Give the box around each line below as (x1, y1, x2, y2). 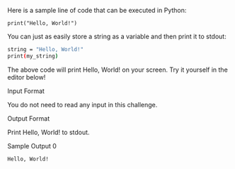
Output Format (7, 114, 50, 123)
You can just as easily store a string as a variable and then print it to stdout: (7, 32, 227, 40)
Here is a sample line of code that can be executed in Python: (7, 6, 187, 14)
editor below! (7, 72, 46, 81)
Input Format (7, 87, 45, 95)
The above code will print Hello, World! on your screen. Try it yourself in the (7, 65, 228, 74)
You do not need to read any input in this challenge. (7, 100, 158, 109)
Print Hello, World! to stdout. (7, 128, 90, 136)
